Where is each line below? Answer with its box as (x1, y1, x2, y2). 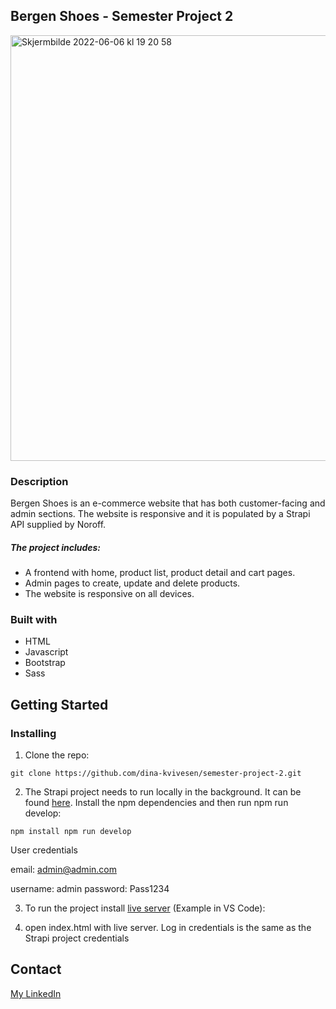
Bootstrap (24, 657, 66, 669)
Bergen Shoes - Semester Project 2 (10, 8, 234, 25)
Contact (10, 961, 62, 978)
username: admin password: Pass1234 (10, 883, 170, 895)
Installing (10, 726, 57, 740)
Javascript (24, 646, 69, 658)
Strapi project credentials (24, 932, 130, 944)
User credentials (10, 844, 78, 856)
